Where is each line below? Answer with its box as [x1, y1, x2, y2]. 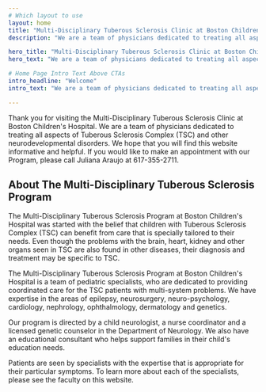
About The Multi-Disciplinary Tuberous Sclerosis [8, 178, 255, 192]
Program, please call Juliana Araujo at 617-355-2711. [8, 155, 180, 165]
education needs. [8, 343, 66, 352]
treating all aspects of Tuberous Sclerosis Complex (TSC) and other [8, 130, 229, 139]
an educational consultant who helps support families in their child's [8, 334, 231, 344]
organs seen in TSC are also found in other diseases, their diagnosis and [8, 245, 245, 254]
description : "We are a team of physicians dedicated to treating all [8, 33, 246, 42]
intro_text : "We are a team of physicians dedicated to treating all [8, 84, 243, 92]
